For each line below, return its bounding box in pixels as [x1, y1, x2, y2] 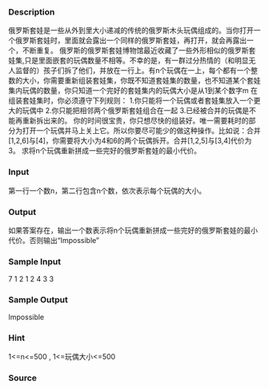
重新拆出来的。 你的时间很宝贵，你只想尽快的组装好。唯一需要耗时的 [22, 115, 249, 126]
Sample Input [8, 256, 62, 267]
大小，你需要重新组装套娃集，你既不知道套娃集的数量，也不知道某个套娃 [22, 75, 261, 86]
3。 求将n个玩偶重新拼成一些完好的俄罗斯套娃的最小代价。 [8, 146, 202, 156]
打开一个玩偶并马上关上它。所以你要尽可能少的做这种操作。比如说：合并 [22, 126, 261, 136]
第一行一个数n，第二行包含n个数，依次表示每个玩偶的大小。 [8, 185, 207, 195]
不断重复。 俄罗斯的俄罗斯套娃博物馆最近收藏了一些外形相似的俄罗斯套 [22, 46, 256, 55]
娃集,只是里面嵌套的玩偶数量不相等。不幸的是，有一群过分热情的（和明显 [8, 55, 250, 66]
